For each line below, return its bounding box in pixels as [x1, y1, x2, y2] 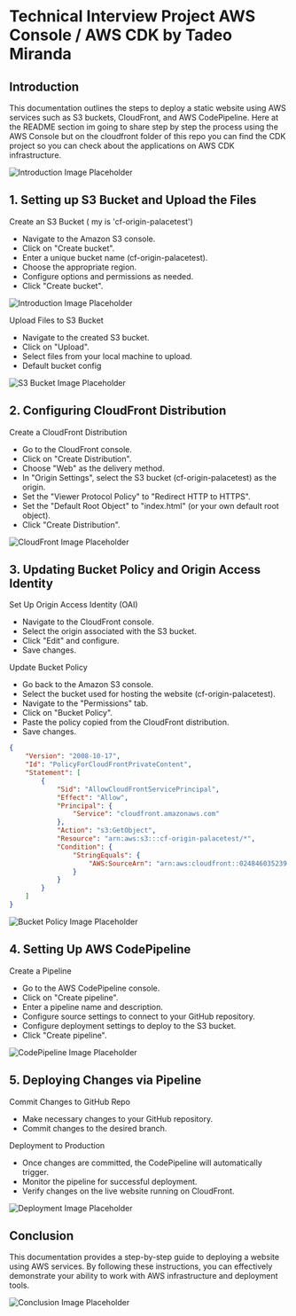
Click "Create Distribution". [21, 519, 121, 529]
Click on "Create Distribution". [21, 453, 132, 464]
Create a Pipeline [9, 965, 73, 976]
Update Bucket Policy [9, 662, 89, 673]
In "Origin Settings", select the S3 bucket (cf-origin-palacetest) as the [21, 472, 277, 482]
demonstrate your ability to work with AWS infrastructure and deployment [9, 1271, 278, 1281]
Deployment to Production [9, 1140, 105, 1150]
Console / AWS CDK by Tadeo [9, 25, 233, 45]
